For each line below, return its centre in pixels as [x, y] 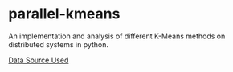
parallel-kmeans [64, 14]
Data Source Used [39, 60]
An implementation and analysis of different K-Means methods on [117, 36]
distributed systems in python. [59, 44]
